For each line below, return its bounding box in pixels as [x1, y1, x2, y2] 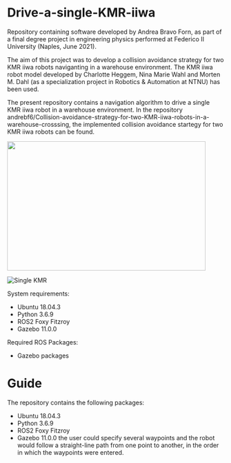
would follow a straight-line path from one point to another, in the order [17, 441, 219, 449]
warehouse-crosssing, [7, 120, 71, 128]
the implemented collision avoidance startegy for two [72, 120, 223, 128]
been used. [7, 85, 39, 93]
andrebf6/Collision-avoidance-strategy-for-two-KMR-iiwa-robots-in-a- [7, 112, 210, 121]
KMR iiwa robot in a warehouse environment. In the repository [7, 105, 183, 114]
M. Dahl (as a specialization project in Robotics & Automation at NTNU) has [7, 77, 221, 85]
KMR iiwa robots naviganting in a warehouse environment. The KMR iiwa [7, 63, 214, 71]
